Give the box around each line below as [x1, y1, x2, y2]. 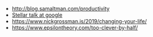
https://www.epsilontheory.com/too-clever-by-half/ [11, 24, 138, 31]
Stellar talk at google [11, 11, 63, 18]
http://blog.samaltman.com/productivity [11, 5, 110, 12]
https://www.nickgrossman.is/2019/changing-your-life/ [11, 18, 147, 24]
